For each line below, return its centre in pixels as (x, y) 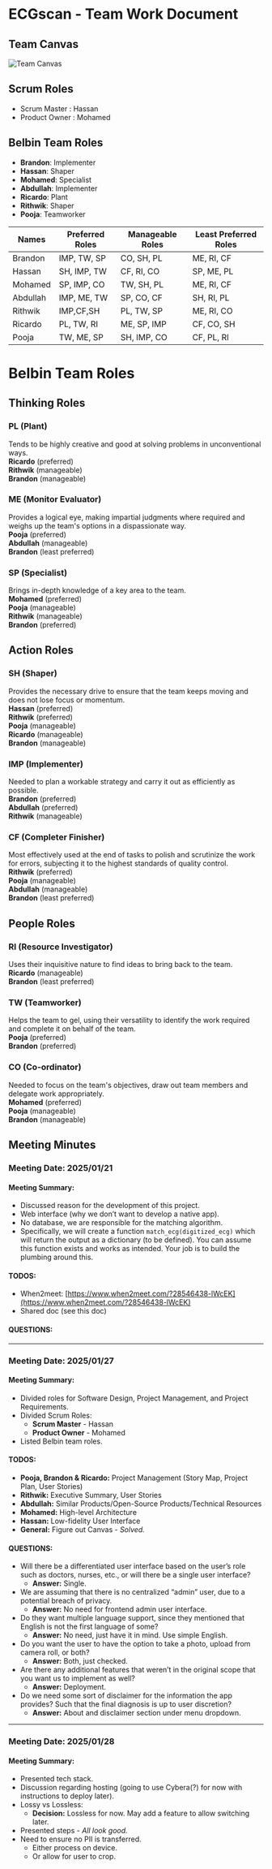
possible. (23, 790)
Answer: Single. (59, 1583)
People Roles (42, 924)
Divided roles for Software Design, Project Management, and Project (134, 1398)
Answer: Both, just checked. (80, 1661)
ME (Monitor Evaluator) (55, 499)
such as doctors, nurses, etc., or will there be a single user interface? (135, 1575)
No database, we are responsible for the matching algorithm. (121, 1223)
